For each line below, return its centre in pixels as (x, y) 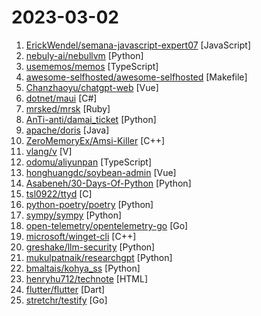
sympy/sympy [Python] (74, 215)
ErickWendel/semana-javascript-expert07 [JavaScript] (138, 45)
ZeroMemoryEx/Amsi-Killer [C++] (95, 140)
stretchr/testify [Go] (66, 300)
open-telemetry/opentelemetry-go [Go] (107, 225)
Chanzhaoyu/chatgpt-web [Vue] (92, 87)
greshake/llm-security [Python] (90, 247)
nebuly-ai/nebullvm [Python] (84, 55)
